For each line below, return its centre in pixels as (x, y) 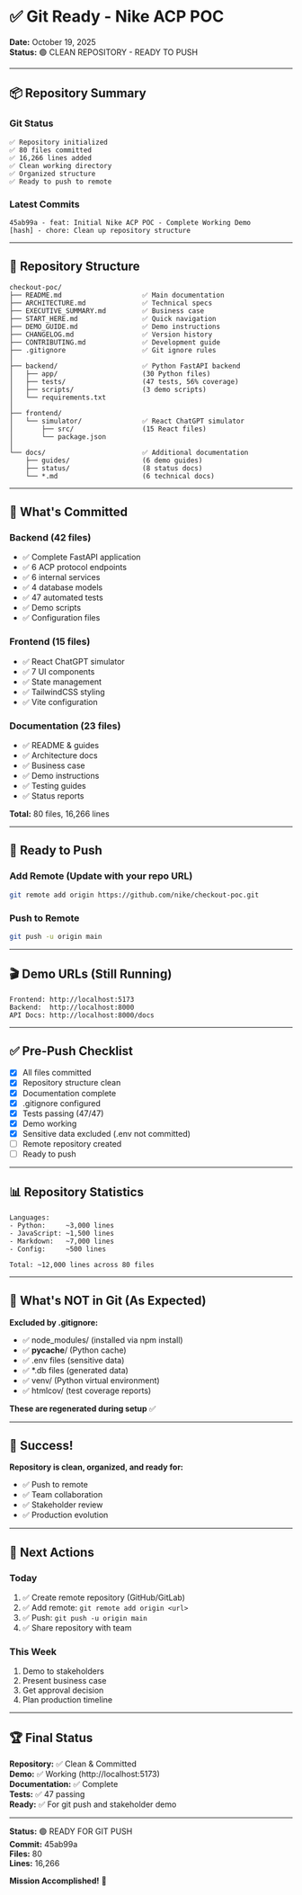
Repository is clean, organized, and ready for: (97, 1467)
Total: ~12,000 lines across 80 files (82, 1265)
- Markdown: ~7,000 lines (62, 1241)
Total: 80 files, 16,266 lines (59, 814)
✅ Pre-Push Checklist (71, 1051)
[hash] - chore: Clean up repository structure (100, 230)
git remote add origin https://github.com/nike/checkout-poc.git (134, 895)
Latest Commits (44, 204)
